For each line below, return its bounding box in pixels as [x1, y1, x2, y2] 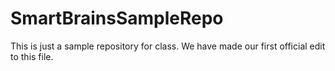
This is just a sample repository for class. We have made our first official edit [10, 40, 326, 52]
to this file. [10, 50, 54, 62]
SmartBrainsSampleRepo [10, 7, 224, 30]
